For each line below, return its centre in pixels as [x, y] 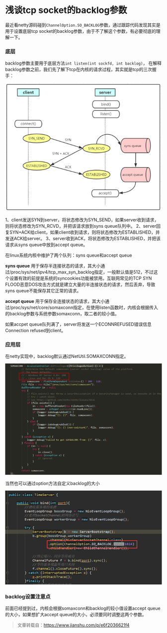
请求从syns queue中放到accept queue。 [46, 245]
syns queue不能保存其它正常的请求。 [43, 291]
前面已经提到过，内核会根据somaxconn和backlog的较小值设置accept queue [83, 608]
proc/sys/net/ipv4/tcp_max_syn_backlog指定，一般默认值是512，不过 [83, 272]
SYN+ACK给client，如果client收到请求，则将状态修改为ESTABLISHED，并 [84, 232]
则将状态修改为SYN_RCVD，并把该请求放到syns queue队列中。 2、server [81, 226]
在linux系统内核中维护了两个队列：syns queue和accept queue [69, 255]
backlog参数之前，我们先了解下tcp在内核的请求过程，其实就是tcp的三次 [79, 70]
